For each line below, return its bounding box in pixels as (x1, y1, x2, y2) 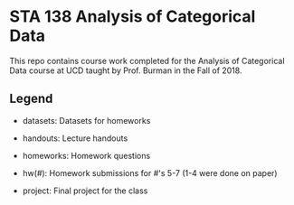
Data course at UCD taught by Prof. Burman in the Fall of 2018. (9, 65, 242, 76)
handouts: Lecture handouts (22, 133, 128, 144)
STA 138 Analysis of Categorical (9, 6, 256, 27)
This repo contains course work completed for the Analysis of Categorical (9, 55, 285, 66)
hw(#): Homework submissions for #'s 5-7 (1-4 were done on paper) (22, 167, 278, 178)
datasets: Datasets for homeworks (22, 115, 151, 126)
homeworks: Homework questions (22, 150, 151, 161)
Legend (9, 91, 53, 107)
